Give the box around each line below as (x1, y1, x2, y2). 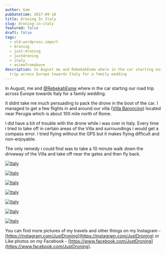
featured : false (5, 26, 39, 31)
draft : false (5, 30, 32, 35)
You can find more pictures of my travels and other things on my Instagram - (5, 227, 161, 233)
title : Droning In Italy (5, 16, 56, 21)
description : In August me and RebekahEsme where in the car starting (5, 67, 154, 72)
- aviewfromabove (9, 62, 45, 67)
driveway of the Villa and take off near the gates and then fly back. (5, 151, 141, 156)
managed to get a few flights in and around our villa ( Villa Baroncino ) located (5, 105, 161, 111)
